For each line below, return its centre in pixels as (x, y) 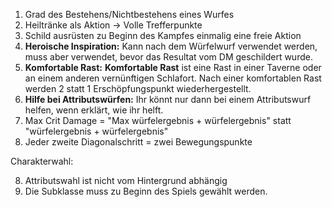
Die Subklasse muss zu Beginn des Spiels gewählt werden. (146, 191)
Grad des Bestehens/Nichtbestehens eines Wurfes (129, 14)
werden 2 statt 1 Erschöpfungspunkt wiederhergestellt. (138, 88)
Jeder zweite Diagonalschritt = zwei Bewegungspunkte (138, 142)
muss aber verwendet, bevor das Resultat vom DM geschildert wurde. (168, 57)
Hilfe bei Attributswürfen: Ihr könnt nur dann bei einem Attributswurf (168, 99)
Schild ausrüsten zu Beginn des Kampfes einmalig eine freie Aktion (163, 35)
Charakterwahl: (42, 161)
